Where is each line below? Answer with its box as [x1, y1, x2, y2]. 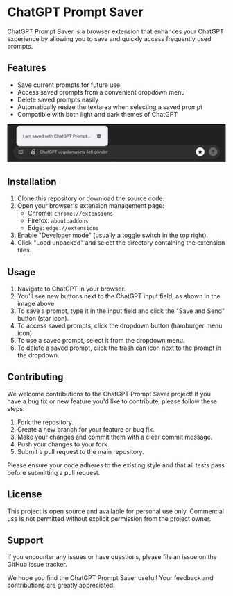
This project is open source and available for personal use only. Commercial [7, 507, 224, 515]
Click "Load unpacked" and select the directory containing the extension [17, 239, 225, 247]
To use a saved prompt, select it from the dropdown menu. [17, 336, 185, 344]
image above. [17, 299, 57, 307]
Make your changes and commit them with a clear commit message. [17, 433, 213, 441]
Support [7, 535, 44, 546]
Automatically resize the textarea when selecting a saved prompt [17, 102, 203, 111]
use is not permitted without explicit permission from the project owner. [7, 514, 212, 522]
